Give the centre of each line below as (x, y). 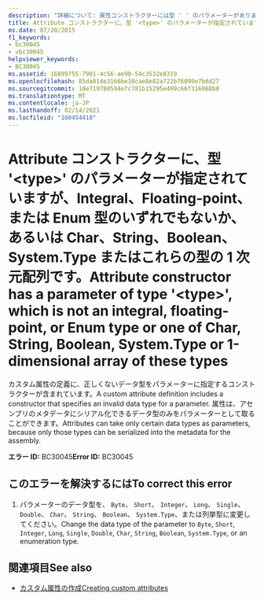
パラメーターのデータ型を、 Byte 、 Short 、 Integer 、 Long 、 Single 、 (132, 504)
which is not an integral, (88, 311)
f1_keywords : (29, 37)
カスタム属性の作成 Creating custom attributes (94, 588)
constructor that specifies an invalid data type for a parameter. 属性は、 (124, 403)
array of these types (161, 361)
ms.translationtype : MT (47, 96)
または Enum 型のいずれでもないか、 (126, 218)
